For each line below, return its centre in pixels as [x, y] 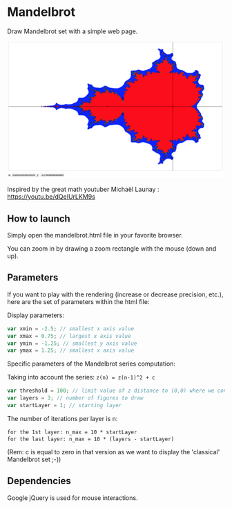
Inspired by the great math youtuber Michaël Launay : [83, 189]
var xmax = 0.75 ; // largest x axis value [69, 336]
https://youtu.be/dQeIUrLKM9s [51, 197]
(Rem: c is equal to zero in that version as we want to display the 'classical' [114, 452]
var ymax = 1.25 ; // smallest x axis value [71, 350]
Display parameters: [36, 315]
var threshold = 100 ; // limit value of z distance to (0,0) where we [111, 391]
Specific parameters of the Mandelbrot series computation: [91, 364]
